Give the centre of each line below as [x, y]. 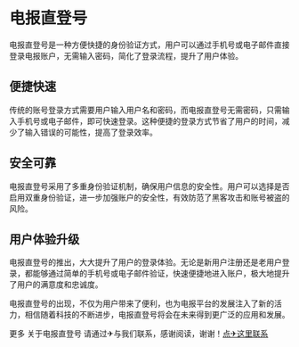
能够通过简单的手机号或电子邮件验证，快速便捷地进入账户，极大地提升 [161, 274]
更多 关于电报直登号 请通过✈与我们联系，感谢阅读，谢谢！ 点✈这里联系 [139, 334]
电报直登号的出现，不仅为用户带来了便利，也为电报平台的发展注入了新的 [141, 303]
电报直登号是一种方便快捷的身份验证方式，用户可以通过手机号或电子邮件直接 [149, 45]
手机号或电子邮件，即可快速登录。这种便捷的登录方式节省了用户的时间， [149, 120]
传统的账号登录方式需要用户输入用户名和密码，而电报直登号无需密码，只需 [145, 110]
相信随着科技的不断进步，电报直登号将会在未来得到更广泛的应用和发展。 [157, 315]
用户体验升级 [44, 239]
